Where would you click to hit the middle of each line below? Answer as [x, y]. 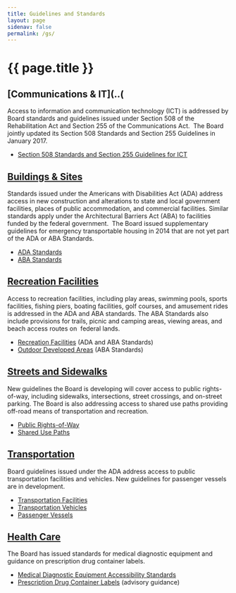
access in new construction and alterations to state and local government [114, 201]
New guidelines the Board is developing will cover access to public [104, 388]
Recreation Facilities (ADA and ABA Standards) [85, 342]
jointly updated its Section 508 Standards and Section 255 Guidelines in [111, 134]
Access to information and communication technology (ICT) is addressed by [118, 111]
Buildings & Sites [45, 177]
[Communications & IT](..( [66, 94]
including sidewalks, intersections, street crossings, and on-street [126, 396]
